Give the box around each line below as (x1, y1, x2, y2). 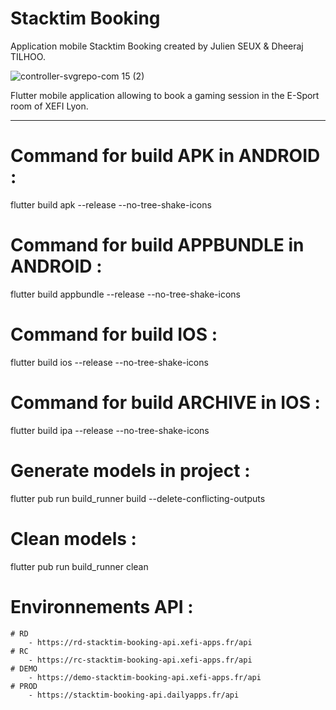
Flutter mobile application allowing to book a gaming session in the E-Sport (10, 89, 320, 101)
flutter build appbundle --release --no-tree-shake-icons (10, 288, 242, 300)
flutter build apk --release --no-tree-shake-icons (10, 198, 212, 211)
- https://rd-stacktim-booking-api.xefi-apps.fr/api (28, 637, 253, 647)
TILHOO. (10, 50, 46, 62)
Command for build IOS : (10, 323, 218, 346)
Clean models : (10, 527, 137, 550)
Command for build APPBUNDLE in (10, 234, 305, 257)
